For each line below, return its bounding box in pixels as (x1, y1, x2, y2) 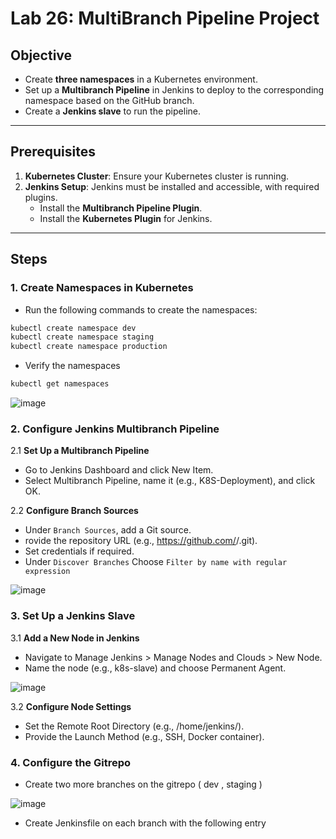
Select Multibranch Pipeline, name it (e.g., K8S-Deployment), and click (24, 475, 316, 487)
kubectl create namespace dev (10, 323, 137, 333)
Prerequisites (10, 143, 96, 161)
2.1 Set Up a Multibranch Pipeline (10, 445, 150, 457)
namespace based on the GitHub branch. (24, 95, 195, 106)
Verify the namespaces (24, 360, 121, 372)
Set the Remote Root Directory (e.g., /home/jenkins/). (24, 720, 245, 732)
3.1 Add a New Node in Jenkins (10, 632, 140, 644)
